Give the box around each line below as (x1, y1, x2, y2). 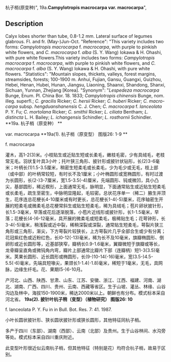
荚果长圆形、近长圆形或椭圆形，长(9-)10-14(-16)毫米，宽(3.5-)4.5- (14, 254, 154, 260)
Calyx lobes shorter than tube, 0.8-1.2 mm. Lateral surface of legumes (5, 33, 153, 39)
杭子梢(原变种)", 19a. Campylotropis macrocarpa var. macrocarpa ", (5, 5, 147, 10)
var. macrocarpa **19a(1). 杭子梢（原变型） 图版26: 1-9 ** (5, 131, 128, 137)
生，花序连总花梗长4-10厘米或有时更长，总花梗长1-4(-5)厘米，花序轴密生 (5, 196, 159, 202)
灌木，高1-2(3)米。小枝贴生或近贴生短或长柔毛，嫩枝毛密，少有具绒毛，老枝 (5, 152, 165, 158)
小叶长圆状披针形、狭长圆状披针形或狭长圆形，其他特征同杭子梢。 (5, 317, 144, 323)
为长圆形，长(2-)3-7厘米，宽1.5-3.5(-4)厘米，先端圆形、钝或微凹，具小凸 (5, 177, 159, 183)
